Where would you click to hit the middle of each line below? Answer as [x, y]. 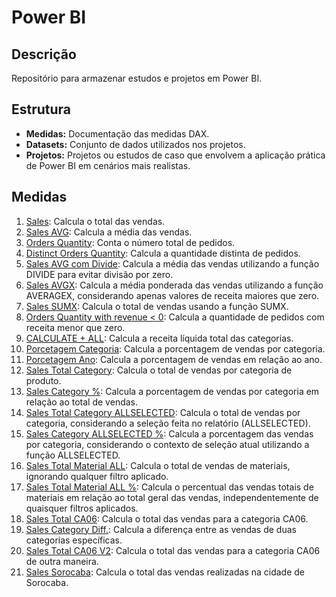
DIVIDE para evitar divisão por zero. [99, 274]
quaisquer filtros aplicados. [82, 508]
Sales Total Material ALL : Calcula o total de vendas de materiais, [158, 465]
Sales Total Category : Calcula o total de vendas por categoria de [159, 370]
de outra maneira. [62, 561]
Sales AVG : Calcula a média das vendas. [109, 232]
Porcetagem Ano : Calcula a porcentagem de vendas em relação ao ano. [174, 359]
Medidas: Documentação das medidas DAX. [117, 133]
